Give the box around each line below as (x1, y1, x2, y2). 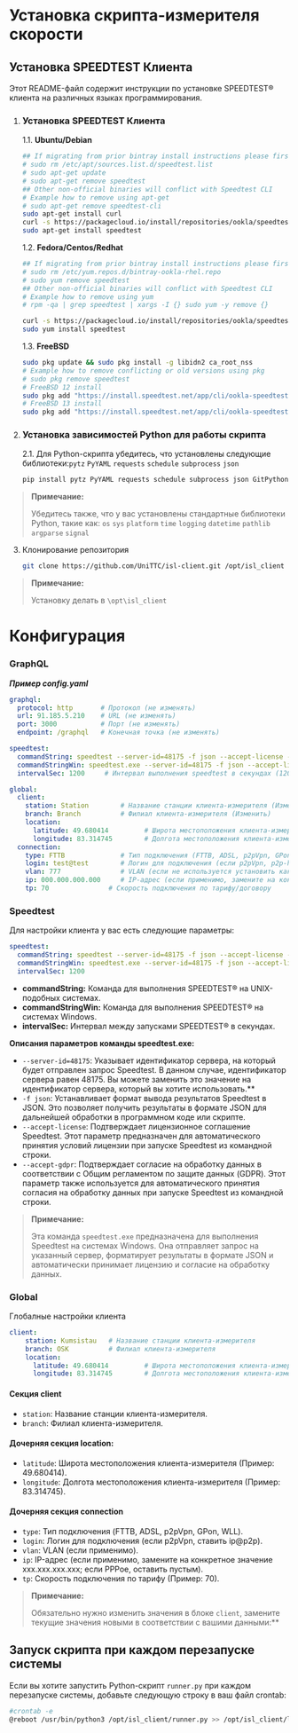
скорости (9, 24, 83, 44)
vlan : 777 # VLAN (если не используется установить (25, 867, 276, 877)
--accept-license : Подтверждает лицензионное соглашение (21, 1121, 251, 1131)
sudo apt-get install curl (21, 209, 122, 218)
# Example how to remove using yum (21, 292, 154, 302)
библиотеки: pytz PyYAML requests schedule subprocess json (21, 458, 239, 469)
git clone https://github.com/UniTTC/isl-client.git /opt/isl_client (21, 562, 286, 571)
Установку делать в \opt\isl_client (30, 595, 168, 606)
